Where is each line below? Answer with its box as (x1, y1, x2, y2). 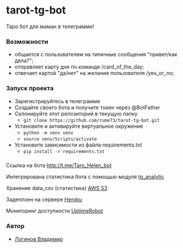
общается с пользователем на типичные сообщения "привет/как (14, 51, 178, 58)
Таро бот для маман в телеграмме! (6, 23, 95, 30)
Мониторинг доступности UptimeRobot (6, 208, 103, 215)
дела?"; (14, 57, 34, 64)
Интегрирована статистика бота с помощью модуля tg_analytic (6, 174, 165, 181)
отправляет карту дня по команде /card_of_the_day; (14, 63, 144, 70)
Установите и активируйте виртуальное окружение (14, 123, 143, 130)
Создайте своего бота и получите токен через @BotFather (14, 104, 161, 111)
